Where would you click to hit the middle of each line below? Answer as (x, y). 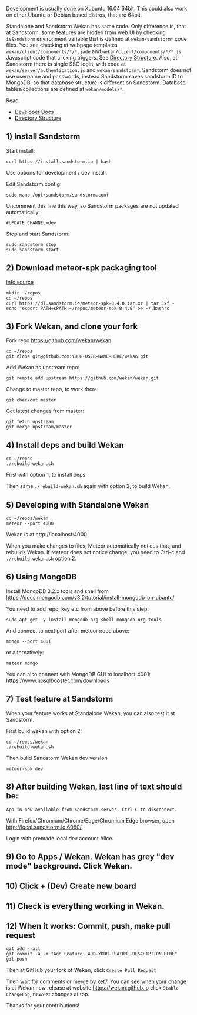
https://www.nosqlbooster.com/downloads (58, 680)
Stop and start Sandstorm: (38, 234)
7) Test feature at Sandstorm (60, 699)
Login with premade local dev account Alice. (60, 838)
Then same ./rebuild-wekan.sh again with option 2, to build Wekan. (88, 486)
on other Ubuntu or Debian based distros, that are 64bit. (74, 15)
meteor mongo (22, 663)
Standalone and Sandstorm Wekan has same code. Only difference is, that (96, 26)
